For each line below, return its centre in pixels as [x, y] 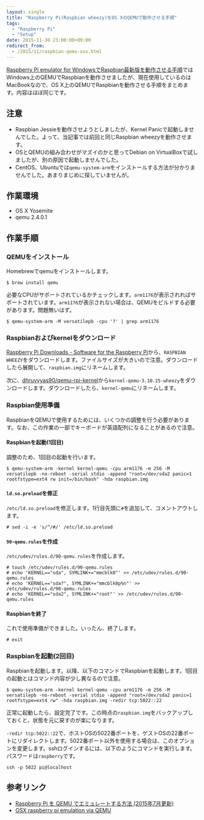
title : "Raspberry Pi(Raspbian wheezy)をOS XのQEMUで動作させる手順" [92, 18]
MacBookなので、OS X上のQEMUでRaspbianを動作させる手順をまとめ [95, 85]
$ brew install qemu [33, 283]
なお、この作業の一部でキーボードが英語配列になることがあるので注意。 [107, 427]
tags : [13, 23]
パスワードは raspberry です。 [43, 756]
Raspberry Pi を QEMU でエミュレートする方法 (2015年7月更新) [94, 803]
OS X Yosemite [34, 211]
